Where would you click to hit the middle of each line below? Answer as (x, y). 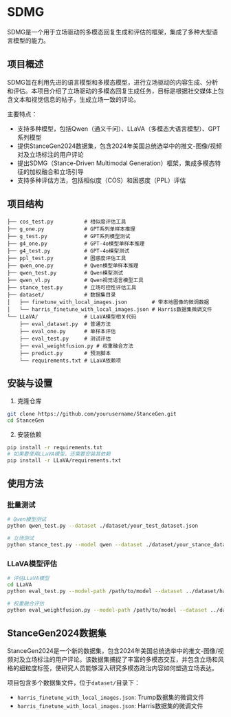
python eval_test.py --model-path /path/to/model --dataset (95, 591)
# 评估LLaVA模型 (28, 579)
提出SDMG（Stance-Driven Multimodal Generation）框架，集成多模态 (116, 163)
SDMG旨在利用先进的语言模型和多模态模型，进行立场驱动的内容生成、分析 (113, 82)
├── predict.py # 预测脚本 (65, 353)
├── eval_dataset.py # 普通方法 (65, 324)
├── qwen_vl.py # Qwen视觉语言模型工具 (76, 280)
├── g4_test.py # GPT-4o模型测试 (68, 251)
